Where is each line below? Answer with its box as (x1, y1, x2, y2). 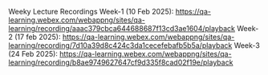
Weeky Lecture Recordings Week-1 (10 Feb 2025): (8, 7, 174, 16)
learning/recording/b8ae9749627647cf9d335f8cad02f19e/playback (8, 57, 233, 67)
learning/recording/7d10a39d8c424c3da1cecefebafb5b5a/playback (8, 41, 233, 50)
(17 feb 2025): (14, 32, 61, 41)
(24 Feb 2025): (8, 49, 59, 58)
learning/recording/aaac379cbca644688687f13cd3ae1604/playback (8, 24, 235, 33)
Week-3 (233, 41, 261, 50)
